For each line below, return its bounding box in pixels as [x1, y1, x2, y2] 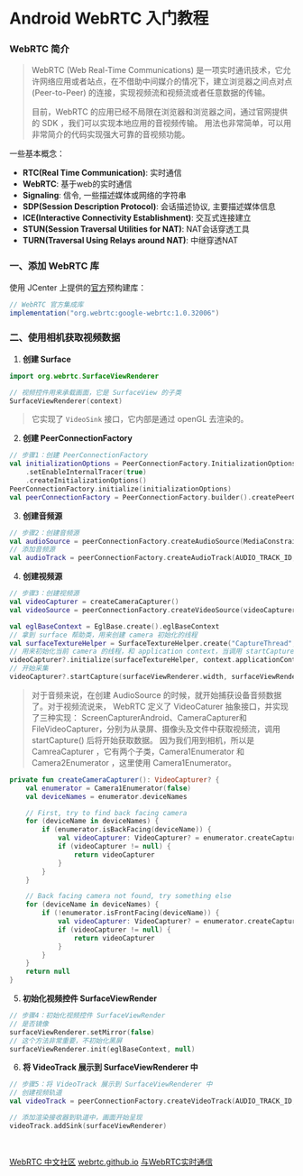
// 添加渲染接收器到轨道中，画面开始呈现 [9, 1113, 142, 1123]
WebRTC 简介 [9, 42, 70, 55]
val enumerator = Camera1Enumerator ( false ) [25, 784, 192, 793]
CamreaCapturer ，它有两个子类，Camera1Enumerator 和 [31, 746, 245, 757]
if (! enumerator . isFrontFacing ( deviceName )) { [41, 908, 220, 918]
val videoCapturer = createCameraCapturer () [9, 597, 179, 607]
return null [25, 967, 70, 977]
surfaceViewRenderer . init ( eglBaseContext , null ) [9, 1044, 196, 1053]
